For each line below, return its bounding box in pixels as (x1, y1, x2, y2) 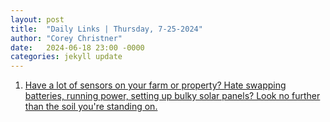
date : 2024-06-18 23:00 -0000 (10, 42, 145, 53)
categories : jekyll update (10, 52, 123, 62)
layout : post (10, 14, 65, 25)
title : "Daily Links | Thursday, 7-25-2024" (10, 24, 203, 34)
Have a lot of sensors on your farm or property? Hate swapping (24, 79, 287, 91)
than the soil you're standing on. (24, 101, 158, 113)
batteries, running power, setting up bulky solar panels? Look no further (24, 90, 321, 102)
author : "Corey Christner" (10, 33, 123, 43)
